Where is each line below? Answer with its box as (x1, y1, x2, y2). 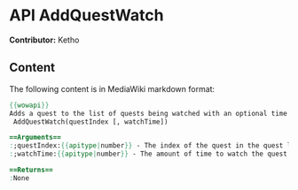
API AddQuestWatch (9, 5, 164, 26)
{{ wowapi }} (9, 101, 50, 110)
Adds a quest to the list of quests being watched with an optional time (9, 109, 288, 118)
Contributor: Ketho (9, 34, 80, 45)
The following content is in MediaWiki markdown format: (9, 83, 216, 94)
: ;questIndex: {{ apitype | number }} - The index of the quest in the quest (9, 141, 284, 150)
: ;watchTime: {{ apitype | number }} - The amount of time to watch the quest (9, 149, 288, 159)
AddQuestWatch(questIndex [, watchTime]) (12, 117, 169, 126)
